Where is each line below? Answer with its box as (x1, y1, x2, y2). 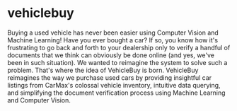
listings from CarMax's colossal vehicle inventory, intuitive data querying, (7, 81, 221, 89)
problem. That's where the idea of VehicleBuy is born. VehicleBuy (7, 66, 199, 74)
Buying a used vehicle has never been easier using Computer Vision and (7, 28, 219, 37)
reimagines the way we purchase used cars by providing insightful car (7, 73, 212, 82)
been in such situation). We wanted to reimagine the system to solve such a (7, 58, 228, 66)
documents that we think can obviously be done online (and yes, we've (7, 51, 214, 59)
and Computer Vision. (7, 95, 71, 104)
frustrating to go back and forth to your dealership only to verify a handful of (7, 43, 231, 52)
